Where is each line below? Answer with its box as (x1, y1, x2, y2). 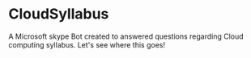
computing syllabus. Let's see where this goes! (8, 39, 166, 49)
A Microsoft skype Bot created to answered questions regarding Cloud (8, 31, 245, 41)
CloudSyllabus (8, 5, 109, 23)
